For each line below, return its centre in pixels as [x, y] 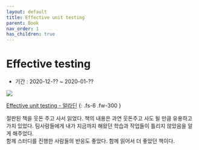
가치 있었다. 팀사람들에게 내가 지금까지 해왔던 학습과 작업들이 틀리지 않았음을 [96, 126]
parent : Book [23, 23]
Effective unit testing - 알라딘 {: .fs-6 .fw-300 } [64, 105]
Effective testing [49, 64]
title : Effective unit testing [46, 17]
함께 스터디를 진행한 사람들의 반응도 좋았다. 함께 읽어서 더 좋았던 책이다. [90, 141]
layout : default [27, 12]
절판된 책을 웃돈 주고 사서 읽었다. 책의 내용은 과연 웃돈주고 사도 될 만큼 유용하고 [99, 119]
